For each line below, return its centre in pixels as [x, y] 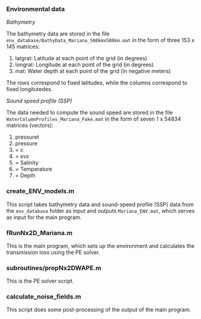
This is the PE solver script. [40, 281]
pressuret [27, 137]
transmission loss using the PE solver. [53, 252]
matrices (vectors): [30, 125]
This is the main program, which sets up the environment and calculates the [101, 245]
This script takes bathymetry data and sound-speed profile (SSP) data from [100, 204]
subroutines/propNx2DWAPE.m [54, 268]
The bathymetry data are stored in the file [58, 34]
